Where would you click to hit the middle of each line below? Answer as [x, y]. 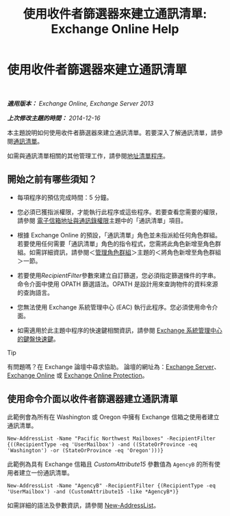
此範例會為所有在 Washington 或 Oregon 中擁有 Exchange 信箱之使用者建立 [113, 417]
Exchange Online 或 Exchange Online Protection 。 [78, 375]
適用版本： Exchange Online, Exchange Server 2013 [80, 103]
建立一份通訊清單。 [46, 472]
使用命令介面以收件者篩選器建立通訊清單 [92, 399]
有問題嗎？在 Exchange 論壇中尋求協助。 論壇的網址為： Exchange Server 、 [114, 366]
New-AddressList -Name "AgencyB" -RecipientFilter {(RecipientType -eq [111, 485]
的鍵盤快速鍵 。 [38, 339]
